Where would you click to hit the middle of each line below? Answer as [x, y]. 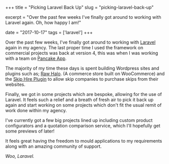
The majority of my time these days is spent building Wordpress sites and [82, 68]
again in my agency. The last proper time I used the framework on [74, 47]
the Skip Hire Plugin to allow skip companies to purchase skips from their [82, 79]
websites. [15, 84]
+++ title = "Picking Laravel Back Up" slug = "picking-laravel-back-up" [79, 7]
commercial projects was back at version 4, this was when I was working [82, 53]
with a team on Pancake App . [36, 58]
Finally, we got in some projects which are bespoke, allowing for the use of [83, 94]
